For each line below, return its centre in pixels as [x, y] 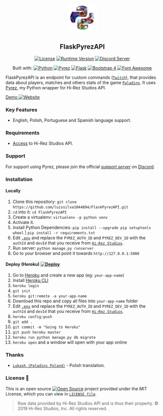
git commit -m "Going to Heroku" [46, 327]
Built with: [23, 68]
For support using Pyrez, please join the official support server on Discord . [80, 167]
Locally [13, 191]
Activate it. [23, 222]
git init [21, 291]
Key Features [22, 109]
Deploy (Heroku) [23, 264]
